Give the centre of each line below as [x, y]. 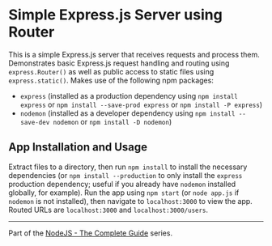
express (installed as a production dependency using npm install [129, 95]
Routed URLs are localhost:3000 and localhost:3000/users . [108, 210]
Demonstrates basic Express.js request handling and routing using [119, 63]
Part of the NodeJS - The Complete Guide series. [90, 233]
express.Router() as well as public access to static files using [111, 71]
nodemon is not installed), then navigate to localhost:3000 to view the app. [130, 201]
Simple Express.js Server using [115, 15]
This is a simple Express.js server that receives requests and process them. [134, 54]
